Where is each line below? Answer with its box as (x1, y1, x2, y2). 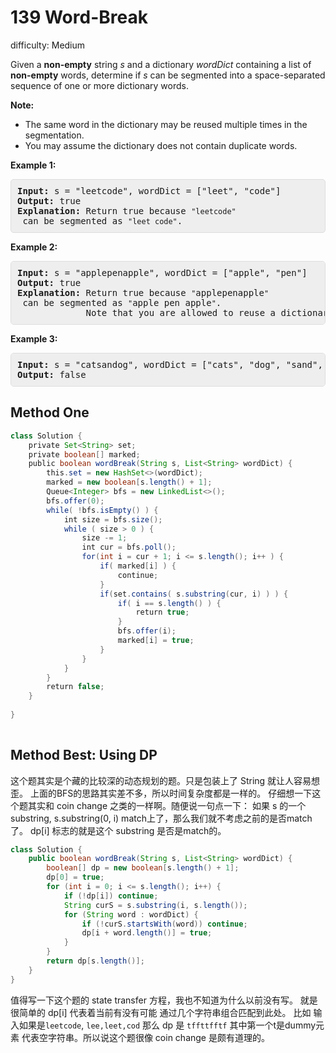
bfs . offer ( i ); (117, 626, 177, 636)
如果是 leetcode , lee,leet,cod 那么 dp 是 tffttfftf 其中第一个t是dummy (18, 1019, 317, 1031)
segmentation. (24, 129, 85, 141)
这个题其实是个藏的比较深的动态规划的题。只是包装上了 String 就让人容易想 (10, 774, 321, 786)
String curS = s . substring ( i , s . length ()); (63, 900, 248, 910)
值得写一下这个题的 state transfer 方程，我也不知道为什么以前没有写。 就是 (10, 994, 318, 1006)
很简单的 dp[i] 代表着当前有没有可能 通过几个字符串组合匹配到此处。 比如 (10, 1006, 312, 1018)
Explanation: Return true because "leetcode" (17, 205, 237, 216)
